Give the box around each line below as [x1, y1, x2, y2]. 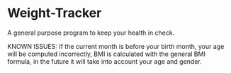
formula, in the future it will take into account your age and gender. [7, 57, 202, 65]
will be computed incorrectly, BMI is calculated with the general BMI [7, 50, 205, 58]
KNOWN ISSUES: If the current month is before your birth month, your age [7, 42, 225, 50]
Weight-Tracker [7, 5, 102, 21]
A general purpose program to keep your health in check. [7, 28, 175, 37]
